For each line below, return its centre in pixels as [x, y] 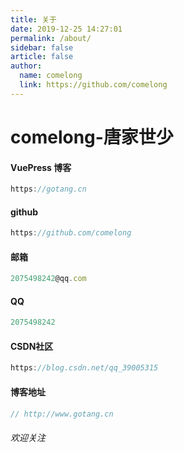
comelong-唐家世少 [92, 137]
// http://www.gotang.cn [62, 414]
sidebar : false [42, 47]
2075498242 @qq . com [48, 279]
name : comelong [51, 76]
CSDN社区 [32, 346]
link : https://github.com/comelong [93, 85]
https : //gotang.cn [48, 189]
